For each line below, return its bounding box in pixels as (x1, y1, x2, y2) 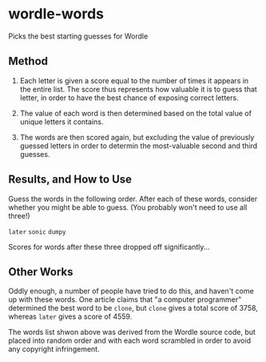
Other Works (8, 265, 73, 279)
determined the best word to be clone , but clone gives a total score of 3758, (8, 304, 258, 313)
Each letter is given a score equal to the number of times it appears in (19, 75, 249, 85)
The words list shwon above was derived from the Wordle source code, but (8, 328, 256, 337)
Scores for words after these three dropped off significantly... (8, 242, 210, 251)
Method (8, 54, 49, 68)
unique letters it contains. (19, 117, 104, 127)
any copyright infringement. (8, 344, 100, 354)
